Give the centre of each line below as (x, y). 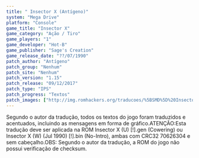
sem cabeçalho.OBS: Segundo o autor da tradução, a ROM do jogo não (93, 142)
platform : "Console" (32, 23)
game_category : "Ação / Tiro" (44, 34)
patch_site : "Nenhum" (33, 72)
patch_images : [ (26, 100)
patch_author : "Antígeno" (38, 61)
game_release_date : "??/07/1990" (47, 56)
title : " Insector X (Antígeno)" (47, 12)
